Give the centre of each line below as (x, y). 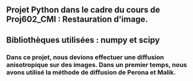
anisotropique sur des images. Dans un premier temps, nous (97, 65)
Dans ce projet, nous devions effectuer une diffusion (85, 57)
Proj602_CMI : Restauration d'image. (77, 20)
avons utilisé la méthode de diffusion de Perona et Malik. (91, 72)
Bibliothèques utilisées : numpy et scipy (83, 40)
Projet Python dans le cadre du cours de (83, 10)
